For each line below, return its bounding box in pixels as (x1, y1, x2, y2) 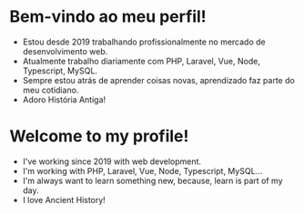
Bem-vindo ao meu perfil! (9, 6, 207, 27)
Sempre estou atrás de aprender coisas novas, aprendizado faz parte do (22, 74, 296, 85)
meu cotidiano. (22, 84, 79, 95)
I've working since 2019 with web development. (22, 156, 202, 167)
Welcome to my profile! (9, 126, 189, 147)
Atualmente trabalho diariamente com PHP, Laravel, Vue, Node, (22, 55, 261, 66)
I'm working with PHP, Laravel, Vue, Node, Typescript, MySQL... (22, 165, 263, 176)
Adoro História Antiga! (22, 93, 106, 105)
